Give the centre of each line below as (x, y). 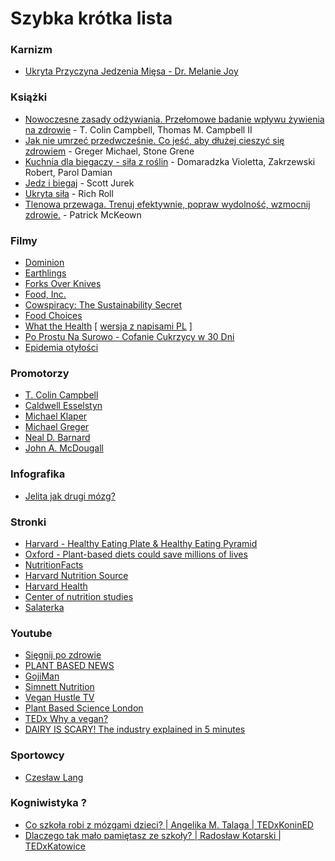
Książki (29, 97)
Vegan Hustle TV (59, 698)
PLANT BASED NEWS (69, 666)
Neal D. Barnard (57, 438)
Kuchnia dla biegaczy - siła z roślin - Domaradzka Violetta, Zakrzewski (170, 161)
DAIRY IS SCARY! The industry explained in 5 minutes (135, 729)
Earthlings (45, 273)
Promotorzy (40, 373)
